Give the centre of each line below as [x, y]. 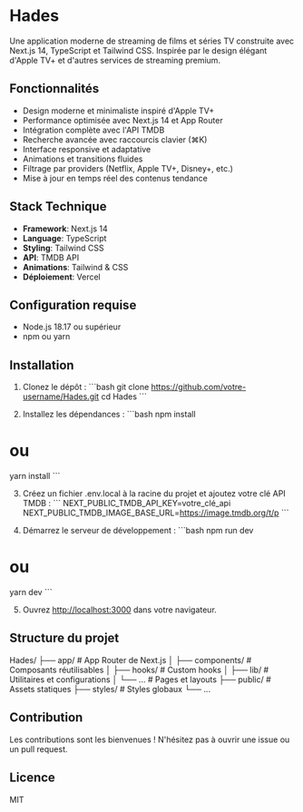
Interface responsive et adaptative [87, 149]
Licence [33, 778]
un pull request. [39, 748]
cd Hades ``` [124, 396]
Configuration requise [73, 305]
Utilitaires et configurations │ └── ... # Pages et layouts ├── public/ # [141, 679]
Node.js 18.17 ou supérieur [72, 327]
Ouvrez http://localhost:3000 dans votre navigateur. [120, 610]
